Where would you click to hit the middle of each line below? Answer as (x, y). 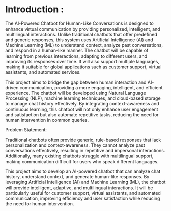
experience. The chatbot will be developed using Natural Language (76, 93)
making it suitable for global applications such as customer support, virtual (83, 67)
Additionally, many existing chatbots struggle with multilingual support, (79, 156)
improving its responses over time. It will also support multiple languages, (82, 61)
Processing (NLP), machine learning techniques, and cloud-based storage (83, 98)
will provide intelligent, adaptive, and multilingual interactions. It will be (79, 188)
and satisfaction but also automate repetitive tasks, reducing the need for (82, 114)
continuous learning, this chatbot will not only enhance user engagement (82, 109)
